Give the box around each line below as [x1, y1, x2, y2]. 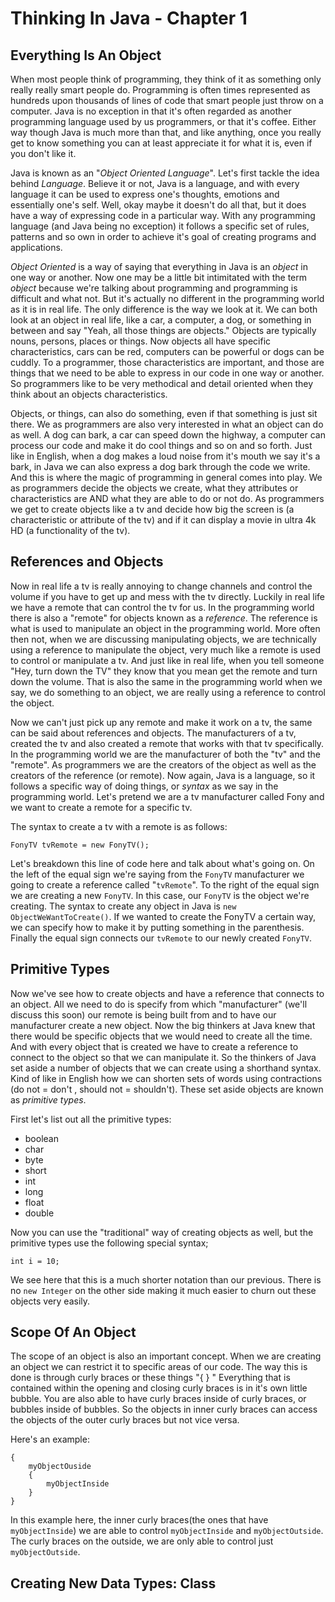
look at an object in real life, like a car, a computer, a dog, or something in [10, 314, 312, 326]
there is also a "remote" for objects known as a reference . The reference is [10, 612, 318, 624]
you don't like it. [10, 148, 77, 159]
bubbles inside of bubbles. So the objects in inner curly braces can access [10, 1403, 318, 1416]
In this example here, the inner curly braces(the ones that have [10, 1514, 269, 1526]
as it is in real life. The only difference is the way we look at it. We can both [10, 303, 318, 315]
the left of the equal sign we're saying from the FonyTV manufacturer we [10, 868, 305, 880]
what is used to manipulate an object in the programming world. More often [10, 622, 321, 634]
